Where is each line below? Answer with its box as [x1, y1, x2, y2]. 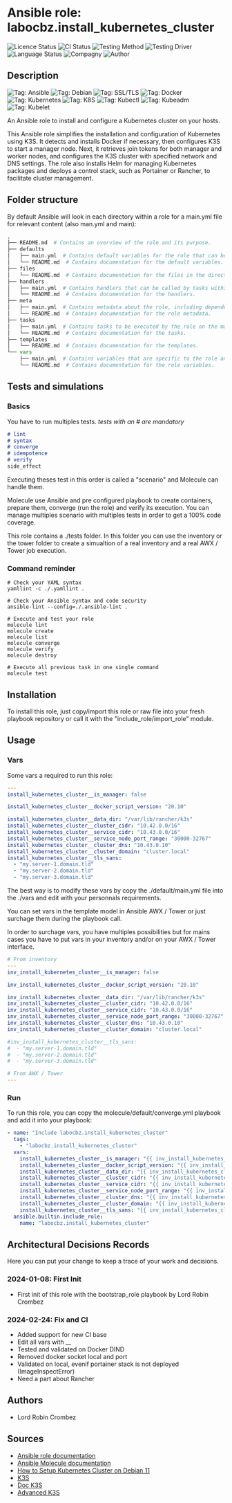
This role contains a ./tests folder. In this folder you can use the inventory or [7, 531, 222, 540]
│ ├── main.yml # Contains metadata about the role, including [7, 304, 202, 311]
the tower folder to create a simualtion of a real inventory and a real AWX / [7, 538, 218, 547]
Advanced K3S [17, 1488, 60, 1496]
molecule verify [7, 646, 54, 653]
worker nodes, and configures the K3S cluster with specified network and [7, 152, 217, 160]
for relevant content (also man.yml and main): [7, 219, 137, 228]
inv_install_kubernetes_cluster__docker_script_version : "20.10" [7, 981, 199, 988]
